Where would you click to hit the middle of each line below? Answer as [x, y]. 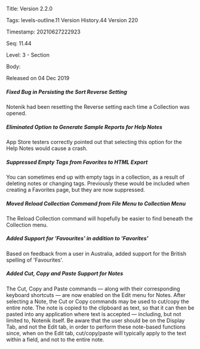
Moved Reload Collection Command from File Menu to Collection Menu [96, 203]
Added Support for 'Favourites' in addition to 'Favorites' [77, 238]
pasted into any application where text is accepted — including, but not [94, 314]
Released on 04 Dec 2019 [38, 78]
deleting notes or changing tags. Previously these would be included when [98, 183]
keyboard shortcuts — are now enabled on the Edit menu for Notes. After [96, 295]
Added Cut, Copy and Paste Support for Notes [65, 274]
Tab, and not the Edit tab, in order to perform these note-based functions [96, 327]
